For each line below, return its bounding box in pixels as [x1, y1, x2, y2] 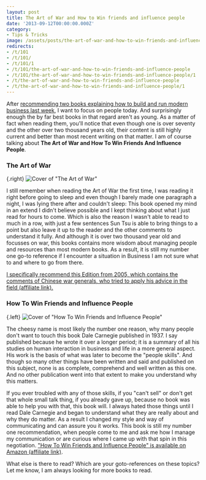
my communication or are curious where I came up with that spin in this [6, 435, 187, 443]
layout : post [6, 9, 40, 15]
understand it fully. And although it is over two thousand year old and [6, 233, 181, 240]
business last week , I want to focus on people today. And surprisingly [6, 107, 182, 114]
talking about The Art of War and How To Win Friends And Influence [6, 140, 182, 146]
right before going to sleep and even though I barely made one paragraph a [6, 194, 197, 201]
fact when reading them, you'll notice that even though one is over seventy [6, 120, 196, 127]
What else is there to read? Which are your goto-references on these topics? [6, 460, 200, 467]
